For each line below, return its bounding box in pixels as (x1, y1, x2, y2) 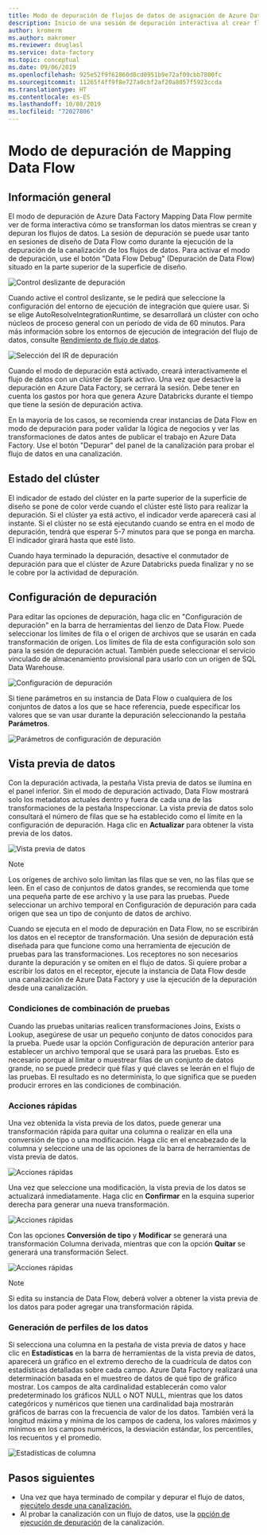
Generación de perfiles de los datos (8, 1321, 149, 1332)
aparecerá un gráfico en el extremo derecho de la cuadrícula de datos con (8, 1357, 252, 1366)
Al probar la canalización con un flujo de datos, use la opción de (19, 1510, 230, 1519)
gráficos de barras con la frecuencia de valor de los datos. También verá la (8, 1408, 254, 1417)
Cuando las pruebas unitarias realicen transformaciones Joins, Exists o (8, 1021, 241, 1030)
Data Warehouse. (8, 662, 65, 672)
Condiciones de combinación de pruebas (8, 1003, 171, 1014)
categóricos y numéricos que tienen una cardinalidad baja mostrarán (8, 1399, 234, 1409)
